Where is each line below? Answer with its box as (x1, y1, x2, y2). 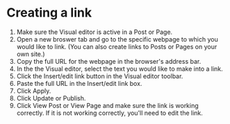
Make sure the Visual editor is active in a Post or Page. (16, 28, 173, 36)
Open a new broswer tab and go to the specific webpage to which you (16, 35, 218, 43)
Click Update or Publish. (16, 94, 86, 102)
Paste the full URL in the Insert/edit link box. (16, 79, 142, 87)
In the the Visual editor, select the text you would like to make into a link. (16, 64, 223, 73)
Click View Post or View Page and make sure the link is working (16, 101, 199, 109)
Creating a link (6, 5, 92, 21)
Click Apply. (16, 87, 51, 95)
